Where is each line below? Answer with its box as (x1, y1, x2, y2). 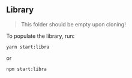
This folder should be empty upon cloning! (20, 20, 126, 28)
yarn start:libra (6, 44, 50, 50)
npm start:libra (6, 66, 47, 72)
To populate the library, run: (6, 32, 75, 40)
